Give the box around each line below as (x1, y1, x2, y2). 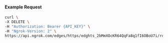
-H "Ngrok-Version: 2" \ (5, 29, 57, 34)
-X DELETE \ (5, 20, 30, 25)
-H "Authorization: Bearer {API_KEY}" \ (5, 24, 91, 29)
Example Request (5, 4, 42, 10)
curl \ (5, 15, 19, 20)
